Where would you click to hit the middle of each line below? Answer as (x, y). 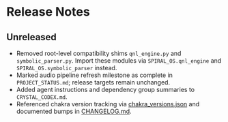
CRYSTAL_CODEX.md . (42, 97)
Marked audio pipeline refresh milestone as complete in (95, 75)
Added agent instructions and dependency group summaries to (105, 90)
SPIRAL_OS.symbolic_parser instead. (67, 68)
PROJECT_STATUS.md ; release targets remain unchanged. (93, 82)
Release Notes (48, 12)
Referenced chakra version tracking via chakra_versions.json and (108, 104)
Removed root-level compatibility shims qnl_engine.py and (99, 53)
